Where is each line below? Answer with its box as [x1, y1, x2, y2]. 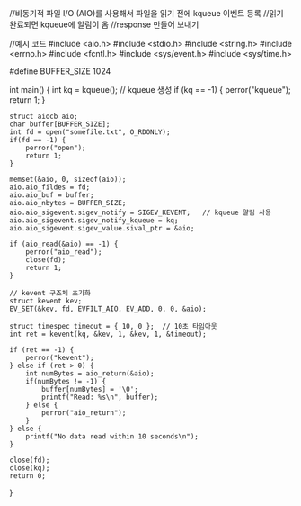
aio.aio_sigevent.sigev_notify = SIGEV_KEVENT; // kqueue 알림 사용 [9, 208, 272, 217]
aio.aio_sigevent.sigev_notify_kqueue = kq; [9, 216, 179, 225]
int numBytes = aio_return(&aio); [25, 369, 155, 378]
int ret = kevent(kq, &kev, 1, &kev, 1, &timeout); [9, 330, 207, 339]
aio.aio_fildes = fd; [9, 183, 91, 192]
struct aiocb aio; [9, 112, 78, 121]
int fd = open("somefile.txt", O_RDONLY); [9, 128, 171, 137]
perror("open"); [25, 143, 87, 152]
